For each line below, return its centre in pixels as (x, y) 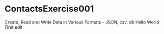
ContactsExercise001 (49, 9)
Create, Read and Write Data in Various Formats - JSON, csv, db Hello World (82, 22)
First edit (14, 27)
